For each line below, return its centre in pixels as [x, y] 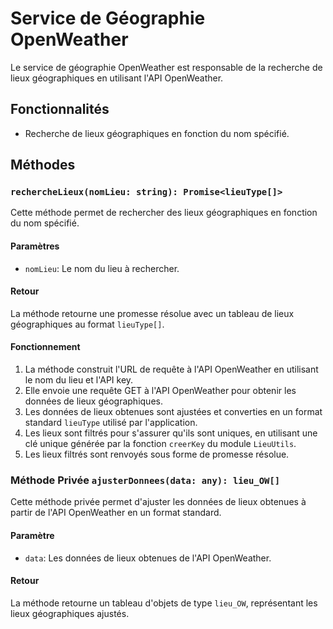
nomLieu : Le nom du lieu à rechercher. [102, 268]
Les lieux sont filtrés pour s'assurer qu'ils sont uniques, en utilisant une [171, 433]
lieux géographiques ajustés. [70, 613]
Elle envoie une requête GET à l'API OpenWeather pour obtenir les [160, 391]
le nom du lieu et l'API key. [79, 380]
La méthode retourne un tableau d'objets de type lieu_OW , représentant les [164, 603]
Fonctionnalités [60, 109]
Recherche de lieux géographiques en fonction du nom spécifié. [157, 133]
